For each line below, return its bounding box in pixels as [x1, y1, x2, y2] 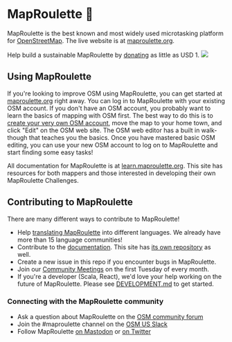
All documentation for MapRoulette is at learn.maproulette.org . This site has [7, 161, 223, 170]
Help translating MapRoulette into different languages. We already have [17, 228, 221, 236]
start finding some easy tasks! [7, 148, 93, 156]
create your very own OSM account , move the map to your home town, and [7, 118, 222, 127]
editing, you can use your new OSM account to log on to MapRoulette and [7, 141, 218, 149]
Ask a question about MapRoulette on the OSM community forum [17, 312, 204, 321]
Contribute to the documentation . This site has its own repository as [17, 242, 211, 251]
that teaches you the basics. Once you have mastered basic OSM [28, 133, 216, 141]
